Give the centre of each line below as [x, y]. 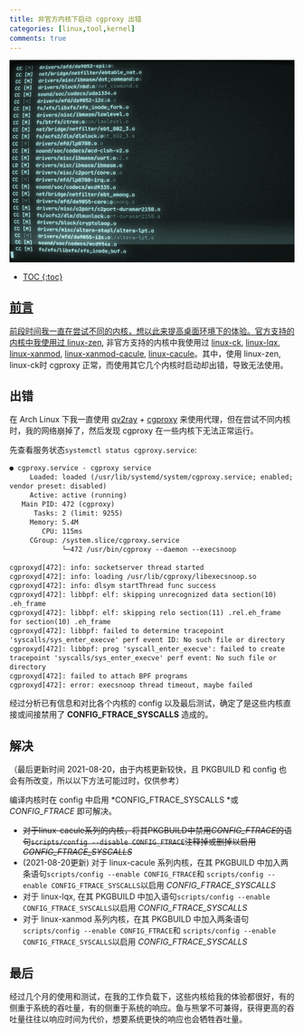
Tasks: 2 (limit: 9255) [78, 514]
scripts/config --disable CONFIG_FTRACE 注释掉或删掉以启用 [143, 842]
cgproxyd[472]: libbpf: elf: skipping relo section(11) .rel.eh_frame [145, 613]
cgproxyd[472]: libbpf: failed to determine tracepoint [117, 631]
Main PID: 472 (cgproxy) [68, 505]
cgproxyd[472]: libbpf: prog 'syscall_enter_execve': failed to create [147, 649]
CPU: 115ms [62, 532]
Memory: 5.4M [54, 523]
